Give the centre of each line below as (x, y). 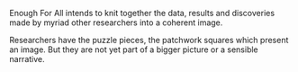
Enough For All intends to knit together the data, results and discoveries (142, 13)
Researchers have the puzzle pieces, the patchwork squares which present (149, 40)
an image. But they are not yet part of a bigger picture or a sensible (134, 49)
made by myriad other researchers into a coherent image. (116, 22)
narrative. (27, 59)
